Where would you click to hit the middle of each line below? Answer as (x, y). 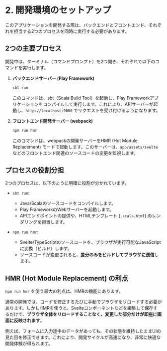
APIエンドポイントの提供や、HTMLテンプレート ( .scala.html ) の (86, 216)
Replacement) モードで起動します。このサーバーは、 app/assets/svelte (85, 147)
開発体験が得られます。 (29, 344)
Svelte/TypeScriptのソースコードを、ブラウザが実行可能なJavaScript (90, 242)
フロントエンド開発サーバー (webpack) (52, 121)
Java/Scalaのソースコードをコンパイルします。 (68, 203)
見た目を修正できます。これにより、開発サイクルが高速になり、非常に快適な (83, 338)
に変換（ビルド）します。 (46, 249)
